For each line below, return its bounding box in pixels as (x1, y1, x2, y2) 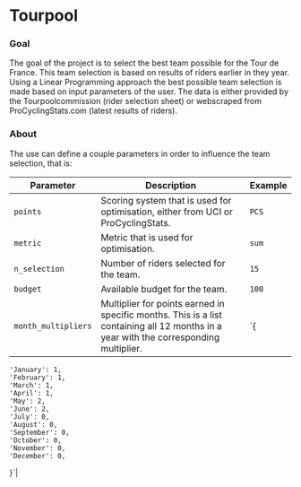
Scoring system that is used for (100, 194, 232, 206)
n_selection (13, 264, 65, 274)
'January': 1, (9, 365, 63, 374)
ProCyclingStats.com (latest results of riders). (9, 105, 177, 117)
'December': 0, (9, 451, 66, 460)
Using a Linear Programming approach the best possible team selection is (9, 77, 282, 88)
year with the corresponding (100, 331, 220, 344)
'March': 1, (9, 380, 54, 390)
